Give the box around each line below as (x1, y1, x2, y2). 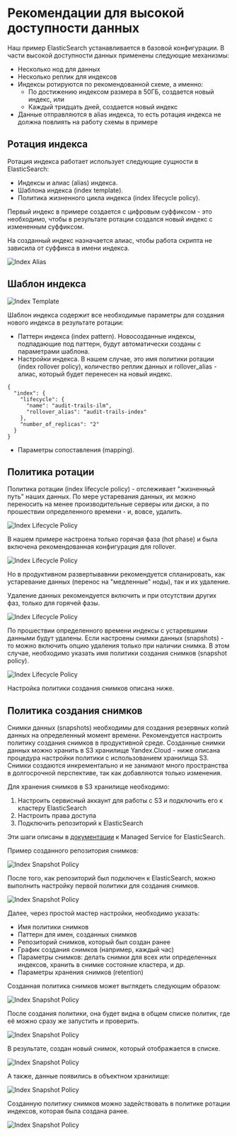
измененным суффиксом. (7, 222, 85, 231)
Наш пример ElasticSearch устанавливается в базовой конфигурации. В (7, 43, 225, 52)
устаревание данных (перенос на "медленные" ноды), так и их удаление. (7, 577, 231, 586)
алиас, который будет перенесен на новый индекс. (17, 369, 173, 378)
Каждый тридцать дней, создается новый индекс (28, 102, 178, 111)
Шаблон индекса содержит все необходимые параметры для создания (7, 310, 225, 319)
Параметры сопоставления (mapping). (17, 445, 134, 454)
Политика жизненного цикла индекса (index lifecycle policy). (17, 193, 200, 202)
